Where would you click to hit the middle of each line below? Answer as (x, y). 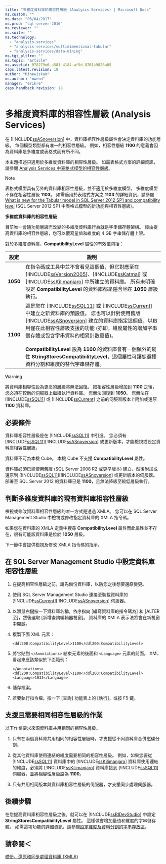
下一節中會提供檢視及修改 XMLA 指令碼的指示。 (54, 545)
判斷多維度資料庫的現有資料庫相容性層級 (67, 498)
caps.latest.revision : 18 (32, 70)
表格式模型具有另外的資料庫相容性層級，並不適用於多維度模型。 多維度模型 (82, 188)
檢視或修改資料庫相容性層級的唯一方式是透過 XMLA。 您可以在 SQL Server (81, 511)
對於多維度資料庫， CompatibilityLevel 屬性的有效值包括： (65, 244)
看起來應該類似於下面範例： (41, 659)
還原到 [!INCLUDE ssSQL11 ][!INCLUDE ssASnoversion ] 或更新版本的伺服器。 (81, 475)
